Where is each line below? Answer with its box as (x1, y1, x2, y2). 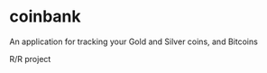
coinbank (9, 6, 81, 27)
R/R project (9, 53, 51, 64)
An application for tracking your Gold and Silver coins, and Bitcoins (9, 36, 259, 47)
